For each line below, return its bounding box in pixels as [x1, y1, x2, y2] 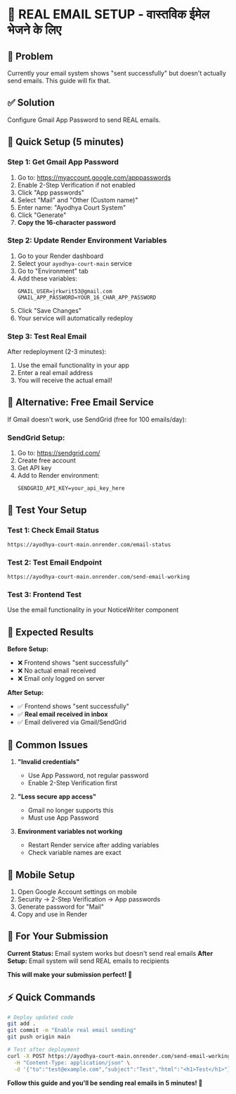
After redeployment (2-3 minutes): [7, 348, 107, 356]
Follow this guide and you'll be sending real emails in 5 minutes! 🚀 [7, 1078, 203, 1087]
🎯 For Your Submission [7, 930, 109, 942]
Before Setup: [7, 645, 49, 653]
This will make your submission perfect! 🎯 [7, 970, 132, 978]
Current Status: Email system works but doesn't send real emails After [7, 949, 213, 957]
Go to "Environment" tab [17, 266, 89, 275]
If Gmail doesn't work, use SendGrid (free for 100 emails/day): [7, 415, 187, 424]
